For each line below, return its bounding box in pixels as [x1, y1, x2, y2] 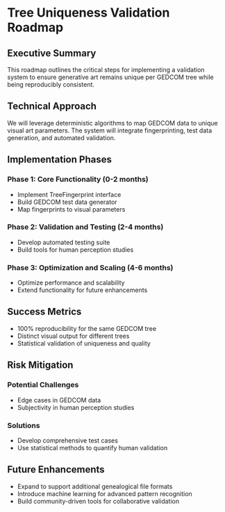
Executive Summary [7, 47, 97, 59]
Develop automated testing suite [17, 238, 110, 246]
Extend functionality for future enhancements [17, 286, 148, 294]
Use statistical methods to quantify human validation [17, 443, 168, 452]
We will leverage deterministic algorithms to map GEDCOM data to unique [7, 119, 219, 127]
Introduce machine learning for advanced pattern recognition [17, 489, 192, 497]
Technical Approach [7, 101, 97, 112]
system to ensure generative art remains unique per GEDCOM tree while [7, 73, 214, 81]
